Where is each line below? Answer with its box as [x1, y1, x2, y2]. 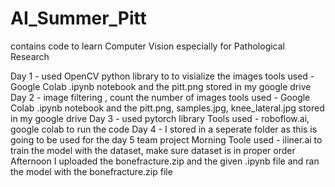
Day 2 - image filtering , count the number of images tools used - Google [10, 91, 311, 103]
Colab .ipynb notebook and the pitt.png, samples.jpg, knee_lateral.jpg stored [10, 102, 325, 114]
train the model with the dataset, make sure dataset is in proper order [10, 144, 296, 156]
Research [10, 50, 50, 62]
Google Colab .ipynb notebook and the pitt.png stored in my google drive [10, 80, 312, 92]
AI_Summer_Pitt [10, 7, 147, 30]
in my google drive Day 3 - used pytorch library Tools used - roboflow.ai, [10, 112, 310, 124]
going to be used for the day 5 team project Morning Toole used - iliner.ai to [10, 133, 323, 146]
